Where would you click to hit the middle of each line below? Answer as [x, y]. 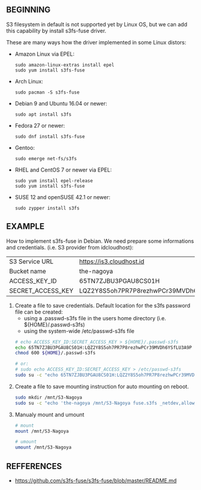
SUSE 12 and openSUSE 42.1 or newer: [63, 197]
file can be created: [39, 312]
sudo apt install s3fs [43, 114]
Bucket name [28, 271]
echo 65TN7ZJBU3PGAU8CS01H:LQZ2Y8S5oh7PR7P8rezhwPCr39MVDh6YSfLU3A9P [103, 347]
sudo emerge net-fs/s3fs [46, 158]
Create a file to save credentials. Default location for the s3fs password [102, 305]
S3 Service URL [31, 261]
